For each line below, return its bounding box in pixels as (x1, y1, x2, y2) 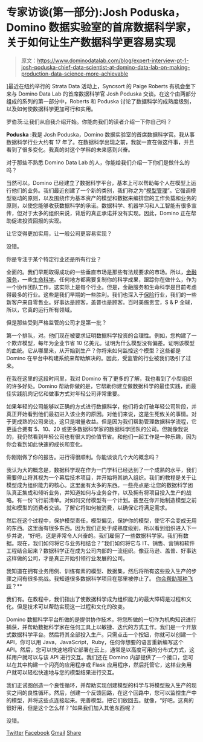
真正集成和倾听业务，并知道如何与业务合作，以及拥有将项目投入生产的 (11, 489, 186, 496)
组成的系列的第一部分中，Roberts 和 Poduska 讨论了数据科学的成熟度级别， (6, 97, 195, 105)
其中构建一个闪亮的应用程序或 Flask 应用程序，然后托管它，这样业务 (16, 661, 187, 668)
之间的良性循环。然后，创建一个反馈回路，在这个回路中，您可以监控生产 (11, 689, 192, 696)
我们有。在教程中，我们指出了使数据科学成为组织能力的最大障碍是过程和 (6, 595, 186, 602)
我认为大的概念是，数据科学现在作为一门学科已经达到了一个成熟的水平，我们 (6, 466, 197, 473)
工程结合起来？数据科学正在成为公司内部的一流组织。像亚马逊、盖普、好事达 (6, 547, 197, 554)
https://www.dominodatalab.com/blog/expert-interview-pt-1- (37, 57, 189, 64)
